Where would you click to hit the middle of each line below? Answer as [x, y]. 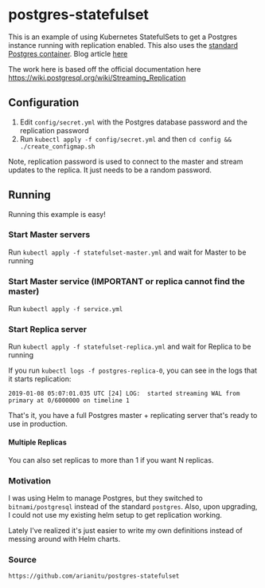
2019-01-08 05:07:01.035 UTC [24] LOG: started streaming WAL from [124, 394]
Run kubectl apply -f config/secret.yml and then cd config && [126, 139]
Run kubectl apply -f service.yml [66, 309]
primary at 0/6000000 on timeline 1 [69, 401]
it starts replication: [40, 379]
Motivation [30, 480]
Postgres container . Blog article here [68, 53]
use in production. [38, 424]
